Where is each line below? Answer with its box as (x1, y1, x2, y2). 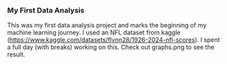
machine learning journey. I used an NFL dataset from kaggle (7, 28, 181, 36)
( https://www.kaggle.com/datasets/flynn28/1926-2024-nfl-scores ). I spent (7, 36, 220, 44)
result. (7, 50, 26, 58)
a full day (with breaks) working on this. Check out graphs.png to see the (7, 43, 215, 52)
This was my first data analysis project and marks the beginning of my (7, 21, 207, 30)
